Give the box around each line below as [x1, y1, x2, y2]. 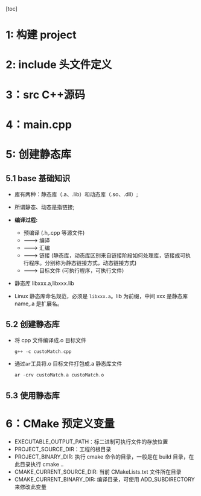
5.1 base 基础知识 [5, 173, 71, 183]
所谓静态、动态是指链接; [14, 203, 75, 211]
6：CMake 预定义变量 [5, 416, 115, 430]
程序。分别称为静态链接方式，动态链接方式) [28, 259, 137, 266]
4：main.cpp [5, 118, 72, 132]
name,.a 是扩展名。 [14, 300, 63, 307]
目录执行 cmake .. [19, 460, 64, 468]
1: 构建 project [5, 28, 77, 42]
